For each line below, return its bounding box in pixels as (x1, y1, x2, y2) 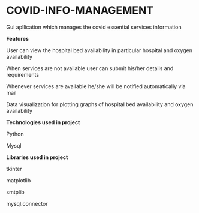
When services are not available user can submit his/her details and (6, 64, 174, 72)
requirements (6, 71, 40, 78)
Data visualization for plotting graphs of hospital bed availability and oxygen (6, 100, 194, 108)
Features (6, 35, 29, 42)
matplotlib (6, 176, 31, 184)
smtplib (6, 188, 25, 196)
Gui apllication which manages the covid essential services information (6, 23, 182, 31)
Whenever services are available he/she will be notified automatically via (6, 82, 186, 90)
